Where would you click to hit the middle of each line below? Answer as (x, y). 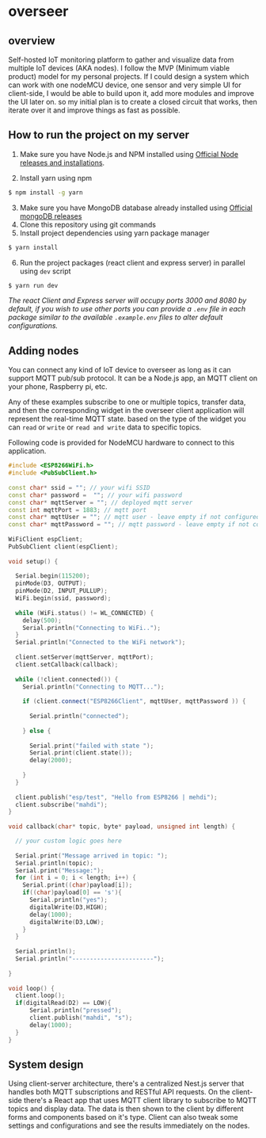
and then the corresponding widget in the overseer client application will (126, 411)
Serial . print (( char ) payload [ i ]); (78, 885)
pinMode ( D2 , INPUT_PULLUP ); (62, 591)
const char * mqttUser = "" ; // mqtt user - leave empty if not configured (134, 517)
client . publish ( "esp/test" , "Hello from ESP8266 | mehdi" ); (116, 797)
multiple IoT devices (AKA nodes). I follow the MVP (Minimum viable (119, 68)
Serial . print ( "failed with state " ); (91, 746)
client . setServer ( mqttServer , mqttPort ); (85, 657)
